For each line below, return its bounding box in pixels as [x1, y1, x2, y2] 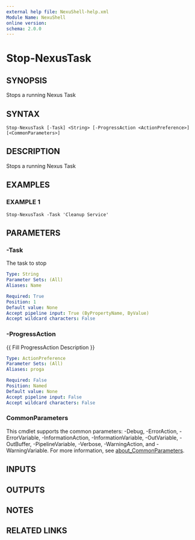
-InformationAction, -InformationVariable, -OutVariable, [42, 434, 179, 441]
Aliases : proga [6, 367, 45, 373]
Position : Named [6, 383, 47, 389]
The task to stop [6, 259, 47, 267]
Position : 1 [6, 299, 36, 305]
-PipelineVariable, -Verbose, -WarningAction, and [32, 440, 155, 447]
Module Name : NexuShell [6, 14, 66, 20]
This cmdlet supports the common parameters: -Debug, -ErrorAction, [6, 427, 179, 435]
